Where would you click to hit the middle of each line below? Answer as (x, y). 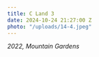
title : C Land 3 (31, 14)
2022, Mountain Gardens (44, 47)
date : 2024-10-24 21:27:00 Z (49, 20)
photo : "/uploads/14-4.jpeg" (49, 26)
